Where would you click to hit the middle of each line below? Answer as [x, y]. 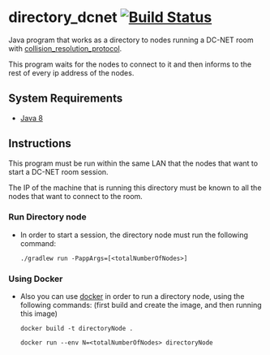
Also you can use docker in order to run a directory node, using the [132, 297]
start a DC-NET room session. [58, 171]
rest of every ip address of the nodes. [71, 72]
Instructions [40, 143]
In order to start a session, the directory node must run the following [134, 235]
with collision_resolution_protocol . [65, 48]
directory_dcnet [63, 17]
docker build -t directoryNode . [77, 329]
